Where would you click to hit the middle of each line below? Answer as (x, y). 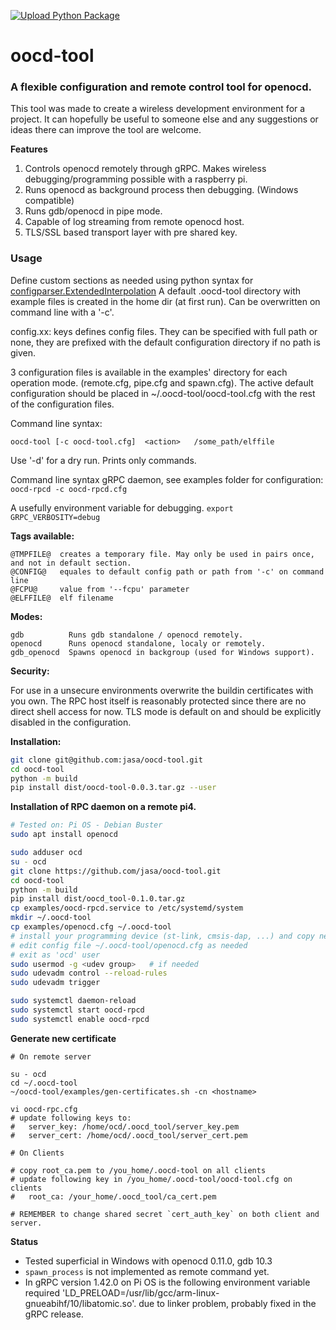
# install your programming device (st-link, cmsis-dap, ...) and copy (162, 936)
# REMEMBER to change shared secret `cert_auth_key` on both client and (165, 1214)
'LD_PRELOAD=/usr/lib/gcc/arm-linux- (140, 1292)
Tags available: (42, 536)
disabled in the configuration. (71, 722)
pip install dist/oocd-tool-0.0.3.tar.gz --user (113, 788)
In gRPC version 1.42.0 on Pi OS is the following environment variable (167, 1282)
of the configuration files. (62, 404)
